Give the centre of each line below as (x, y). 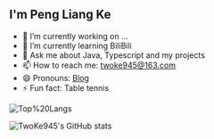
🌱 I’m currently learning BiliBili (77, 45)
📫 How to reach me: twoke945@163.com (99, 65)
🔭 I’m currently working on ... (75, 36)
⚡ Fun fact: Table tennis (66, 87)
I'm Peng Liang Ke (60, 15)
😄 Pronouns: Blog (55, 78)
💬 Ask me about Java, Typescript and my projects (113, 55)
